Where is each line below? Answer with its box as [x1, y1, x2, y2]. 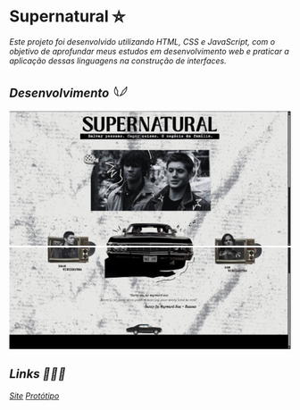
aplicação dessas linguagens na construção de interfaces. [9, 55, 227, 66]
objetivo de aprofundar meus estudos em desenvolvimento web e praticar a [9, 46, 290, 56]
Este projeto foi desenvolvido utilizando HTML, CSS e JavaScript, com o [9, 36, 275, 46]
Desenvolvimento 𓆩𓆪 [9, 86, 126, 101]
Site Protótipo [9, 390, 60, 401]
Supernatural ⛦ [9, 6, 125, 27]
